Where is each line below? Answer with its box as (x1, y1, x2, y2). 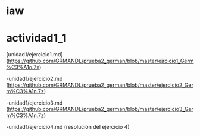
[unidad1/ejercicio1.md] (6, 51, 63, 58)
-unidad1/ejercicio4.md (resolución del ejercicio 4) (6, 124, 130, 131)
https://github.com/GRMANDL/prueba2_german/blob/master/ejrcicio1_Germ (8, 58, 194, 65)
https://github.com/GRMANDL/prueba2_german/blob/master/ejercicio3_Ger (8, 106, 194, 113)
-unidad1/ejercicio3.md (6, 99, 63, 106)
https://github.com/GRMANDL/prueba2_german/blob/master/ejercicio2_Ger (8, 81, 193, 88)
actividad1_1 (6, 31, 67, 45)
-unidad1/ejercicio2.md (6, 75, 63, 83)
